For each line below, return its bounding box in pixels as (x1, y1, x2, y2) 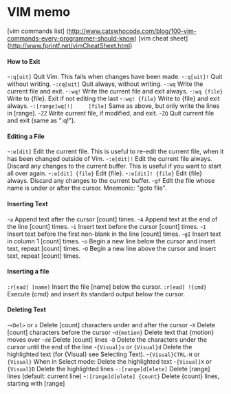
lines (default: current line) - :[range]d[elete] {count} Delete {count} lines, (7, 372, 220, 380)
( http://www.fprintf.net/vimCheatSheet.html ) (7, 41, 133, 50)
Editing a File (7, 132, 45, 140)
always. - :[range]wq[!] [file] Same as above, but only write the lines (7, 102, 220, 110)
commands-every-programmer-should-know (7, 34, 135, 42)
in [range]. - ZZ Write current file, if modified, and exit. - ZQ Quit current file (7, 109, 214, 118)
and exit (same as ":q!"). (7, 116, 76, 124)
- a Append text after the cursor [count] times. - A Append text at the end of (7, 215, 218, 223)
